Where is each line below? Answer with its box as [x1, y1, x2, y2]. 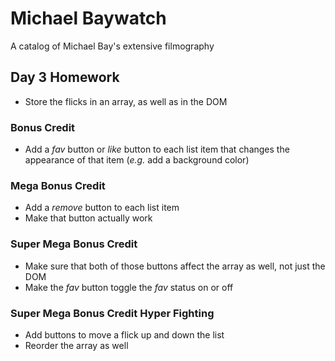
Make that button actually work [24, 212, 153, 224]
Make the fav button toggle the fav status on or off [24, 281, 234, 293]
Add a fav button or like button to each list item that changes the [24, 143, 290, 156]
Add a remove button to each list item [24, 202, 180, 214]
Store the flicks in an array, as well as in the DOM [24, 95, 228, 107]
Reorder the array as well [24, 339, 129, 351]
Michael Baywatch [10, 7, 167, 30]
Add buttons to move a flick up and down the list [24, 328, 225, 341]
